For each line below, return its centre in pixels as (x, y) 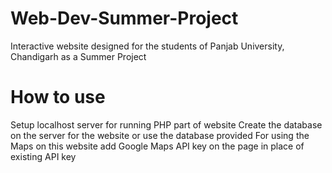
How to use (58, 97)
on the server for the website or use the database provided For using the (160, 135)
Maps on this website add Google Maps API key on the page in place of (157, 146)
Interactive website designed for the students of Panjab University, (147, 46)
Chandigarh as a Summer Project (78, 56)
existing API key (43, 156)
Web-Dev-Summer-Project (124, 18)
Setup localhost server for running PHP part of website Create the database (166, 124)
